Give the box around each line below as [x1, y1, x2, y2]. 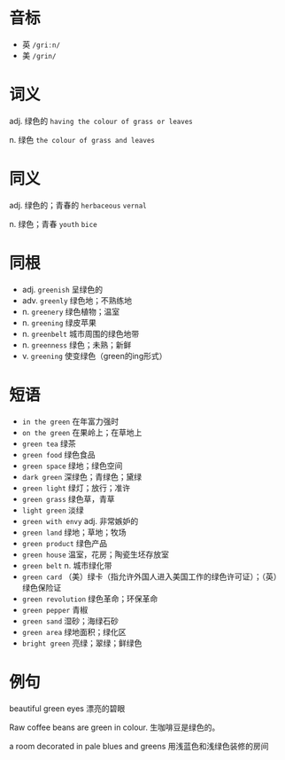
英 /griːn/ [21, 39, 60, 50]
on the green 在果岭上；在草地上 [21, 427, 142, 437]
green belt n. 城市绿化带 [21, 560, 112, 570]
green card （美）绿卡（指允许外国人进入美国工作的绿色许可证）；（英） [21, 571, 281, 582]
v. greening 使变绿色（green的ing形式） [21, 350, 167, 361]
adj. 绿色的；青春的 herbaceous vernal [9, 200, 148, 210]
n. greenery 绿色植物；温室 [21, 306, 120, 317]
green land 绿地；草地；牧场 [21, 527, 127, 537]
